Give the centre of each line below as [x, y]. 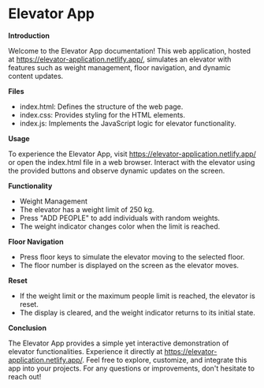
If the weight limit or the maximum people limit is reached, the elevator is [138, 296]
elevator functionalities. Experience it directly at [86, 351]
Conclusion [28, 327]
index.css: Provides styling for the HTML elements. [102, 114]
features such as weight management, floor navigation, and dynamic [119, 67]
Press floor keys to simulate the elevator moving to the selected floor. [132, 256]
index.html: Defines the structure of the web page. [101, 106]
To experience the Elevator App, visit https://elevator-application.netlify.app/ [132, 154]
